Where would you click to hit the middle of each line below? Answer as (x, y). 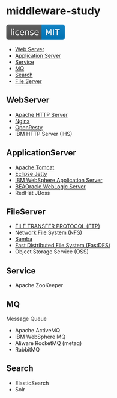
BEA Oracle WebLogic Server (50, 186)
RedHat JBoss (32, 193)
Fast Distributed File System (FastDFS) (63, 246)
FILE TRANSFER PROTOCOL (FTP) (57, 226)
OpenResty (29, 127)
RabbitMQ (27, 350)
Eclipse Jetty (31, 173)
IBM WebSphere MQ (40, 337)
